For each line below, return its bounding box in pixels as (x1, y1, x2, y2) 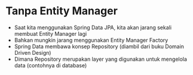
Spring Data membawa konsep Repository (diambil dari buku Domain (14, 43, 185, 50)
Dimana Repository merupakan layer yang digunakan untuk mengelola (14, 55, 188, 62)
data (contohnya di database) (14, 61, 87, 69)
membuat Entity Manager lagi (14, 30, 87, 37)
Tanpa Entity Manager (5, 4, 118, 18)
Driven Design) (14, 49, 51, 56)
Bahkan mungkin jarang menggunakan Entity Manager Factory (14, 36, 169, 43)
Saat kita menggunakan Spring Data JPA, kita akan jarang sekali (14, 24, 171, 31)
